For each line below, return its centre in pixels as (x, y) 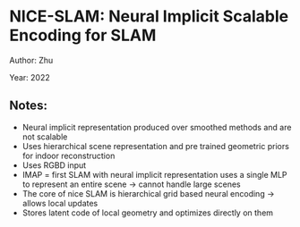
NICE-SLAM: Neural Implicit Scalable (149, 17)
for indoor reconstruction (69, 156)
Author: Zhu (31, 60)
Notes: (28, 106)
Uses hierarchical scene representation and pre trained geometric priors (155, 146)
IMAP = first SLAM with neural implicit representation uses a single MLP (155, 174)
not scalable (45, 137)
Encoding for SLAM (83, 35)
